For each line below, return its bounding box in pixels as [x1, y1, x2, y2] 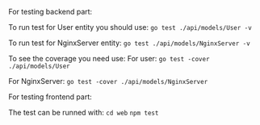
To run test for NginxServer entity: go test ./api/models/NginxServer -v [8, 38, 250, 48]
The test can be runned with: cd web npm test [8, 108, 159, 117]
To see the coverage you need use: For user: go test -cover [8, 54, 210, 63]
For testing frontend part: [8, 92, 93, 102]
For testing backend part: [8, 7, 93, 16]
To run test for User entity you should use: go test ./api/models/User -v [8, 23, 252, 31]
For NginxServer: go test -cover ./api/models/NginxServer [8, 77, 208, 85]
